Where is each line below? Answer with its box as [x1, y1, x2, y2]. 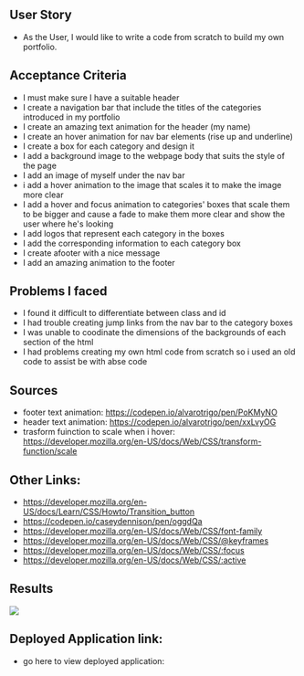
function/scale [22, 446, 78, 457]
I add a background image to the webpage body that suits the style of [22, 150, 286, 161]
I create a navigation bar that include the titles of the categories [22, 101, 262, 112]
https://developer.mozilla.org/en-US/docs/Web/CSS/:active [22, 555, 246, 565]
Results [9, 581, 54, 597]
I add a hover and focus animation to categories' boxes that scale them [22, 198, 290, 209]
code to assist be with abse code [22, 356, 148, 367]
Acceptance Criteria [9, 68, 127, 83]
